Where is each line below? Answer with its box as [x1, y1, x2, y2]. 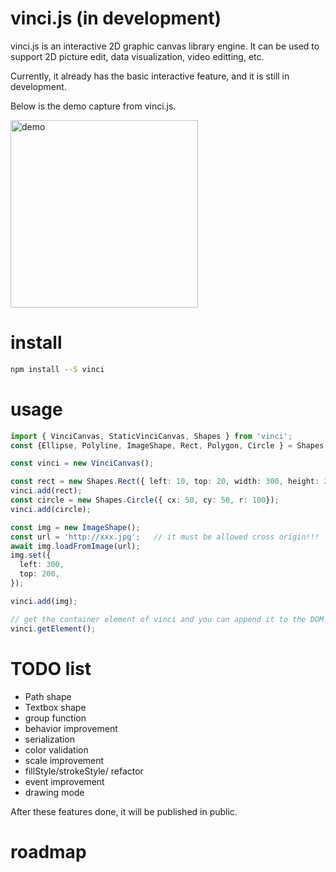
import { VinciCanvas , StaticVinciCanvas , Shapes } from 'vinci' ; [10, 431, 293, 441]
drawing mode [24, 786, 85, 798]
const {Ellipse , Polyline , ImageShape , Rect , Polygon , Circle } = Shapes [10, 440, 325, 451]
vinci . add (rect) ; [10, 486, 83, 496]
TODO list [10, 657, 92, 680]
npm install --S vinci [10, 364, 105, 374]
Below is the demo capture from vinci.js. [10, 100, 177, 112]
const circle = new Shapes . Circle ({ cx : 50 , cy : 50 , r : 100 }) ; [10, 495, 280, 506]
